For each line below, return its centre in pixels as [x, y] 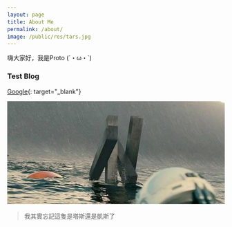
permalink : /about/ [35, 29]
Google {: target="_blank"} [44, 91]
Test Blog [23, 76]
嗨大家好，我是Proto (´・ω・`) [49, 58]
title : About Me [30, 22]
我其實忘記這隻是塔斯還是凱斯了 [69, 216]
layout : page [26, 15]
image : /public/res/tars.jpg [49, 37]
